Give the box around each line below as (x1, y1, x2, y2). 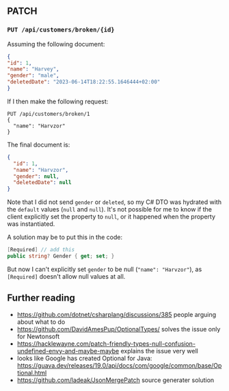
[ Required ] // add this (7, 247, 75, 253)
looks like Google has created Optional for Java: (16, 354, 152, 362)
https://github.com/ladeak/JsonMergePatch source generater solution (16, 376, 215, 384)
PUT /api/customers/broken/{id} (7, 26, 115, 34)
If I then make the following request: (7, 97, 109, 105)
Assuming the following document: (7, 40, 105, 48)
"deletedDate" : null (13, 179, 72, 186)
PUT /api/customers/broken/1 (7, 110, 90, 117)
